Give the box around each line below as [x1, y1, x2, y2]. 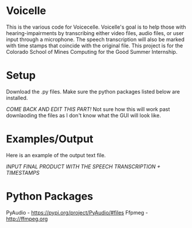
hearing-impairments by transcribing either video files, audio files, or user [6, 29, 184, 36]
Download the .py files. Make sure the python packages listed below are [6, 88, 180, 95]
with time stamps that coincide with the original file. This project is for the [6, 42, 183, 49]
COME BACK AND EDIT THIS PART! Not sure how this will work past [6, 105, 170, 112]
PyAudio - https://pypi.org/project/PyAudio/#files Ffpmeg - [6, 209, 148, 216]
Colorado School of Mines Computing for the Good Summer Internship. [6, 48, 177, 55]
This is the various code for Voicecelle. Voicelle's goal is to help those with [6, 23, 186, 30]
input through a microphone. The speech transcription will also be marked [6, 36, 185, 43]
